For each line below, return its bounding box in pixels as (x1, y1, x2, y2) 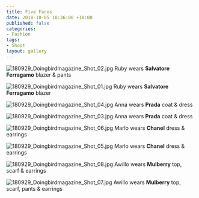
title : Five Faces (6, 8, 52, 15)
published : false (6, 20, 50, 26)
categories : (6, 25, 36, 32)
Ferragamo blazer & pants (6, 71, 72, 78)
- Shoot (6, 43, 26, 49)
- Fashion (6, 31, 31, 37)
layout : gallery (6, 48, 47, 54)
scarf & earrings (6, 167, 46, 174)
